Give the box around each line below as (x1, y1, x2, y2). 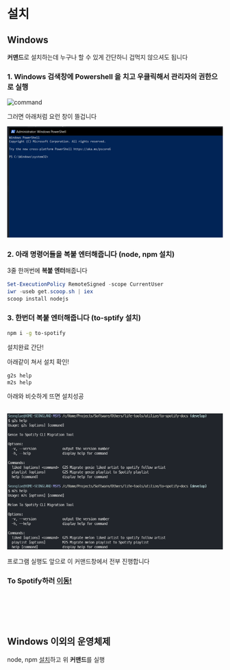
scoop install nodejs (7, 295, 69, 302)
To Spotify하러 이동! (7, 576, 73, 586)
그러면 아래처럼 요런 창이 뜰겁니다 (7, 113, 97, 121)
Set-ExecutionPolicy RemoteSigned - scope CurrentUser (7, 281, 164, 288)
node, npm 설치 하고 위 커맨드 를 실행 (7, 655, 105, 663)
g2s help (7, 372, 32, 379)
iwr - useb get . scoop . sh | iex (7, 288, 94, 295)
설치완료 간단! (7, 343, 44, 351)
